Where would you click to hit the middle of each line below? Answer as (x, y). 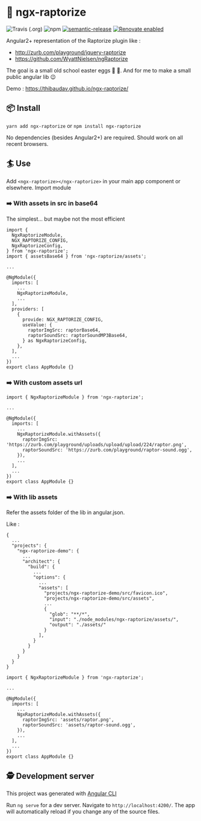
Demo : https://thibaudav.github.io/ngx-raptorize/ (67, 88)
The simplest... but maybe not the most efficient (66, 219)
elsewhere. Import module (39, 187)
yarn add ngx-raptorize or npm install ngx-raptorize (74, 125)
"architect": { (41, 562)
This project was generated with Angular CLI (61, 794)
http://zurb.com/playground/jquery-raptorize (70, 52)
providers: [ (28, 309)
